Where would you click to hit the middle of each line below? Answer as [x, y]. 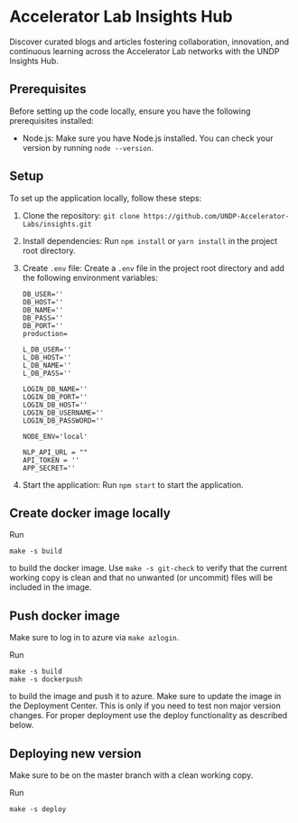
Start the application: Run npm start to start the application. [133, 484]
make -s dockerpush [46, 679]
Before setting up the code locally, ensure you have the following [130, 111]
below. [22, 725]
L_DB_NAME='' [47, 365]
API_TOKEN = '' [51, 460]
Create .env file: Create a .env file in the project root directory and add [153, 267]
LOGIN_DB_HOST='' [55, 405]
